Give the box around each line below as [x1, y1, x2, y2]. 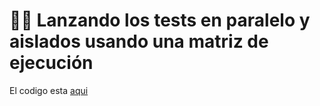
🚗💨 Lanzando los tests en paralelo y [9, 9, 311, 32]
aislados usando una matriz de [9, 30, 269, 53]
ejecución [9, 52, 94, 74]
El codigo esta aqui [9, 84, 89, 96]
